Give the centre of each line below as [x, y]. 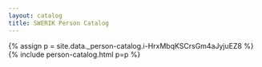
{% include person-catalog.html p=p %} [75, 54]
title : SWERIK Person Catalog [59, 23]
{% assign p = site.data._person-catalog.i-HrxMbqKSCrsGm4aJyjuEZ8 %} [131, 45]
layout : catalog [35, 16]
